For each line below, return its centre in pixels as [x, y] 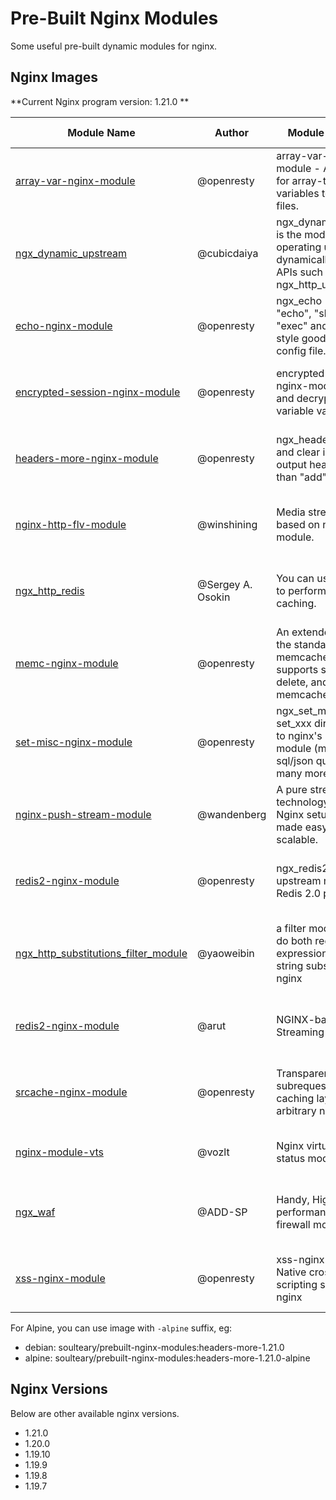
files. [287, 205]
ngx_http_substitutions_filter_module [101, 953]
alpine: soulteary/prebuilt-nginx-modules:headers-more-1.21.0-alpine [167, 1358]
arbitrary [296, 1110]
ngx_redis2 [302, 868]
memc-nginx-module [67, 663]
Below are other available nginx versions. [95, 1413]
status [291, 1158]
